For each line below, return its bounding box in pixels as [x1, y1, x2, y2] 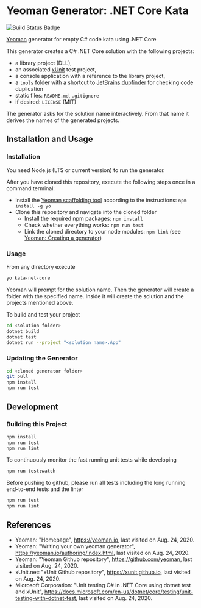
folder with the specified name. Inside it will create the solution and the [6, 292, 184, 299]
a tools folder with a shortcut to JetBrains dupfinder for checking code [15, 79, 194, 86]
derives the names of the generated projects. [6, 116, 120, 124]
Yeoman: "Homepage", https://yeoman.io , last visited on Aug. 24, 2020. [15, 536, 195, 543]
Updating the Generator [6, 354, 78, 363]
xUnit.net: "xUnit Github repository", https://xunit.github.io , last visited [15, 568, 191, 576]
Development [6, 402, 59, 412]
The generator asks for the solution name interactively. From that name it [6, 110, 189, 117]
